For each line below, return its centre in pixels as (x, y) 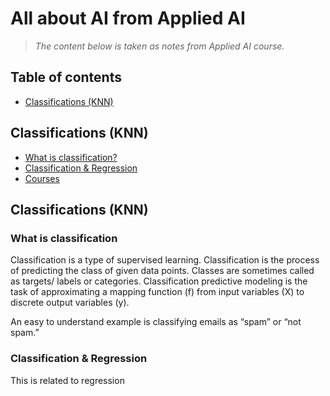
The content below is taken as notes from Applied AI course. (159, 46)
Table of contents (66, 77)
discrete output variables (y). (70, 303)
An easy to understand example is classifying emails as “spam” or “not (156, 322)
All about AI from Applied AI (128, 18)
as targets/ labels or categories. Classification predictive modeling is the (159, 281)
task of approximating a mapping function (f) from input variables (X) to (157, 292)
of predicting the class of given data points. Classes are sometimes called (162, 271)
